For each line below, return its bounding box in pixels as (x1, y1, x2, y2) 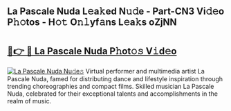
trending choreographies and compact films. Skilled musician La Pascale (7, 83, 214, 90)
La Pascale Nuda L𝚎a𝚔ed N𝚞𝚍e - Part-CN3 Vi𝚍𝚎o (7, 6, 225, 17)
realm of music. (7, 97, 52, 105)
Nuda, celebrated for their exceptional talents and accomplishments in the (7, 89, 218, 98)
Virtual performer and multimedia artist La (85, 67, 205, 75)
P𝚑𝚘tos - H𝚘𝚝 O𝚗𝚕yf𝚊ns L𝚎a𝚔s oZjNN (7, 17, 178, 28)
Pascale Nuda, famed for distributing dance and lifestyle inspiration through (7, 75, 223, 83)
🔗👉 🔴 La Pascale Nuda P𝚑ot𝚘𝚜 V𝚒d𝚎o (7, 45, 177, 57)
